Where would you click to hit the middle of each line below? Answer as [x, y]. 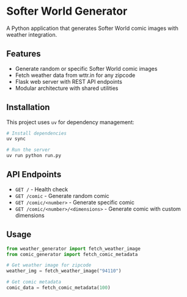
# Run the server [28, 150]
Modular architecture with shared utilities [67, 88]
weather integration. [32, 34]
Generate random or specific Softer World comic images [86, 68]
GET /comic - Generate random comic [62, 196]
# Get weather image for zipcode [49, 265]
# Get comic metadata [34, 282]
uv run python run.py [34, 156]
